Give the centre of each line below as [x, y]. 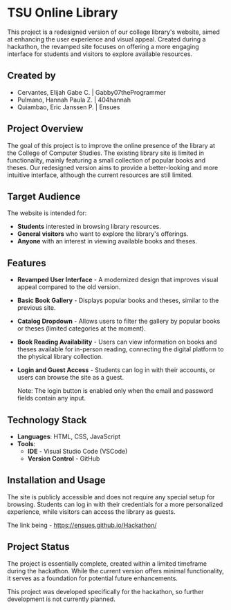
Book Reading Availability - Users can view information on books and [117, 342]
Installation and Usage [56, 480]
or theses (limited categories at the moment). [82, 329]
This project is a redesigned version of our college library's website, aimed [113, 32]
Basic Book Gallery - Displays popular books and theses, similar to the [118, 301]
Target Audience [44, 196]
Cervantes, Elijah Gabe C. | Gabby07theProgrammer [91, 92]
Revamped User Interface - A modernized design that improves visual [118, 280]
